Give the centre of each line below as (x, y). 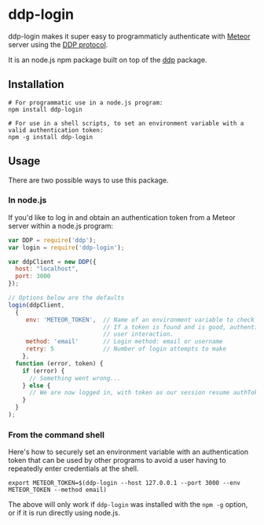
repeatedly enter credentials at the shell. (73, 468)
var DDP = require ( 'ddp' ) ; (52, 240)
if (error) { (44, 371)
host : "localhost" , (47, 269)
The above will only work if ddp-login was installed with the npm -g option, (128, 505)
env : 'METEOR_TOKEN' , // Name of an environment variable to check (140, 320)
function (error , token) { (59, 363)
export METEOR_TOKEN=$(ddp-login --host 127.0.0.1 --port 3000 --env (125, 483)
